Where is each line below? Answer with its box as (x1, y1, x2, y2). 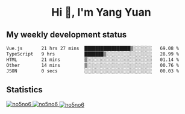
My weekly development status (6, 30, 127, 40)
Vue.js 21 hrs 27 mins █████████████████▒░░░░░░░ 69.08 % (6, 45, 180, 51)
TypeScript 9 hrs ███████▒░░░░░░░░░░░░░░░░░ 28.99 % (6, 51, 180, 57)
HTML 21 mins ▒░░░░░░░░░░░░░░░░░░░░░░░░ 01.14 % (6, 57, 180, 63)
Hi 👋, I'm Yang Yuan (51, 5, 152, 19)
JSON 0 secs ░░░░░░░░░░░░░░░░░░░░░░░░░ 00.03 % (6, 68, 180, 74)
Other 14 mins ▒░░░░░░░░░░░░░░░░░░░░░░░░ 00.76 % (6, 62, 180, 68)
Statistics (6, 84, 43, 95)
